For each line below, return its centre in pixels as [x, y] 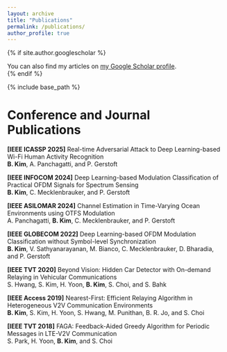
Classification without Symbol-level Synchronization [82, 241]
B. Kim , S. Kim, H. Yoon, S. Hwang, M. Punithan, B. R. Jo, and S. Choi [106, 313]
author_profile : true [39, 33]
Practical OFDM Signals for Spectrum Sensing [73, 185]
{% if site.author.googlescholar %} [57, 53]
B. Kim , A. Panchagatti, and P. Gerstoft [62, 164]
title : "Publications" [40, 20]
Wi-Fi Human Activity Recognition [56, 157]
